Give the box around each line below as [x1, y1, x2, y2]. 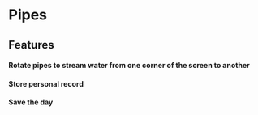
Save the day [8, 97, 54, 107]
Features [8, 38, 54, 52]
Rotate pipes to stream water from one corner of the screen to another [8, 61, 250, 70]
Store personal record [8, 79, 84, 88]
